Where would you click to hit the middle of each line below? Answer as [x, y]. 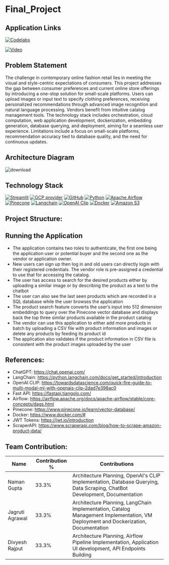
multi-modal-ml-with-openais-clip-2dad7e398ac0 [64, 388]
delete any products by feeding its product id [59, 334]
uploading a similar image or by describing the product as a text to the [85, 285]
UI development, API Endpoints [109, 548]
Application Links [33, 28]
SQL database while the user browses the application [68, 301]
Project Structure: [34, 219]
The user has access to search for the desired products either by [80, 280]
